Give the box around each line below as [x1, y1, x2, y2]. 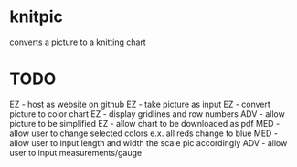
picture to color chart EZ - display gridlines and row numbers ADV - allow [9, 108, 285, 120]
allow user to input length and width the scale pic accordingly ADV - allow [9, 137, 288, 148]
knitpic [9, 6, 64, 27]
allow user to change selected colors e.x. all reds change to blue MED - [9, 128, 279, 139]
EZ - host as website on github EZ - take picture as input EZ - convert [9, 99, 271, 110]
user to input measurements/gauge [9, 147, 143, 158]
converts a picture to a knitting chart [9, 37, 146, 47]
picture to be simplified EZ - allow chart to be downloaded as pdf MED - [9, 118, 281, 129]
